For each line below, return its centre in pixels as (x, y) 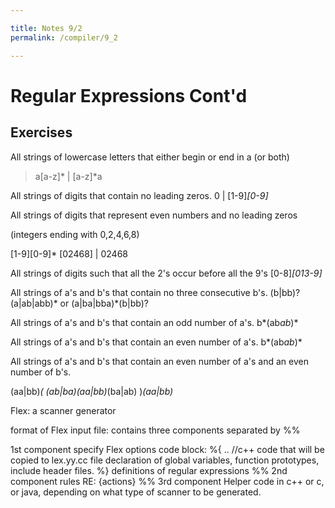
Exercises (41, 132)
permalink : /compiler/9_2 (64, 37)
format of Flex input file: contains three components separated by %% (155, 430)
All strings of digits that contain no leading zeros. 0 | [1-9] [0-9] (139, 195)
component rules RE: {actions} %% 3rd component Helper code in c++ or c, (167, 481)
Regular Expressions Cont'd (129, 95)
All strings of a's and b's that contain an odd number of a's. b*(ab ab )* (154, 322)
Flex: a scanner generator (63, 410)
